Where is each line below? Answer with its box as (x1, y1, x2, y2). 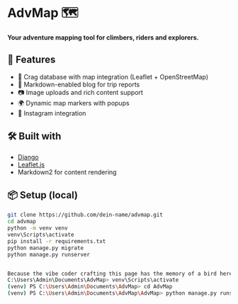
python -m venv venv (7, 225, 69, 232)
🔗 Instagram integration (17, 108, 86, 117)
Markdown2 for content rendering (17, 167, 117, 176)
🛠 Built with (7, 130, 62, 142)
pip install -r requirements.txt (7, 237, 106, 244)
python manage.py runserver (7, 251, 91, 258)
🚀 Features (7, 54, 56, 66)
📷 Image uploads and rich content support (17, 88, 144, 96)
